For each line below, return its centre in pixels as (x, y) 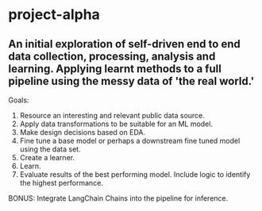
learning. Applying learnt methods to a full (115, 69)
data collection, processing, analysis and (112, 56)
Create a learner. (47, 157)
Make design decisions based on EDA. (82, 132)
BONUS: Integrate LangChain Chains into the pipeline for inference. (118, 198)
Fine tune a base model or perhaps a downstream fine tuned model (130, 141)
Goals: (19, 100)
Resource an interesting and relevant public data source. (112, 115)
